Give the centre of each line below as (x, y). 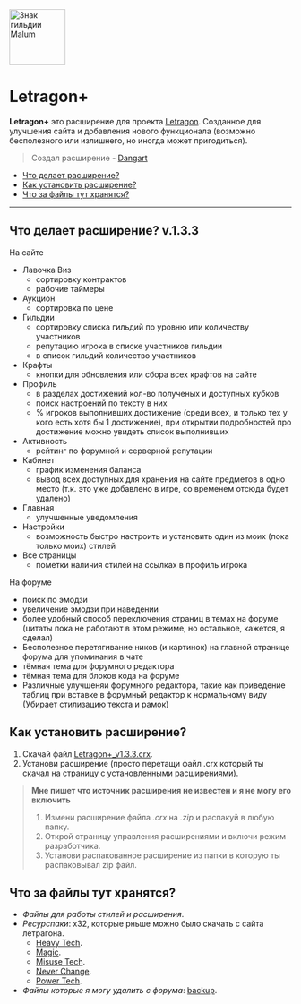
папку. (57, 827)
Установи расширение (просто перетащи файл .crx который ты (143, 763)
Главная (38, 507)
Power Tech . (59, 981)
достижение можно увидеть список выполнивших (133, 431)
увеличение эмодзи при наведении (90, 609)
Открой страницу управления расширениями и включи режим (165, 836)
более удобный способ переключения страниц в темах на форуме (150, 618)
